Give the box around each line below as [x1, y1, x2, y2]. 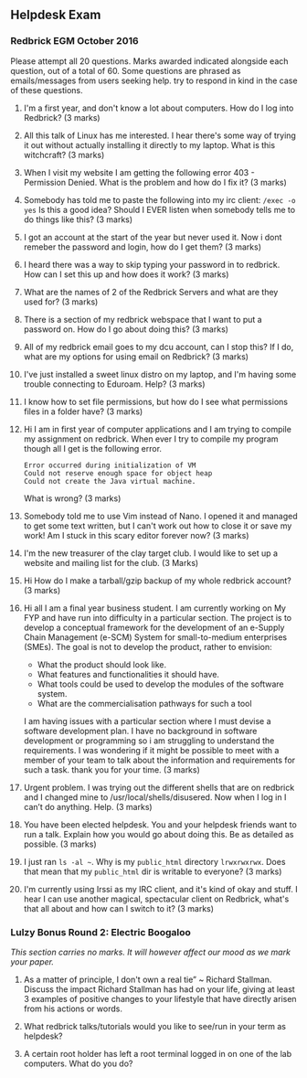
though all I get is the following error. [23, 443, 163, 454]
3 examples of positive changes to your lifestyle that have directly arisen [23, 993, 297, 1004]
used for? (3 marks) [23, 296, 99, 307]
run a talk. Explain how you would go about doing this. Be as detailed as [23, 828, 294, 839]
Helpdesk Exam [10, 7, 101, 23]
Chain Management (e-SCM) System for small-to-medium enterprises [23, 631, 287, 643]
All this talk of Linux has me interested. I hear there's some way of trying [23, 130, 296, 141]
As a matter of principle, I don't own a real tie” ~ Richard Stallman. [23, 974, 272, 985]
